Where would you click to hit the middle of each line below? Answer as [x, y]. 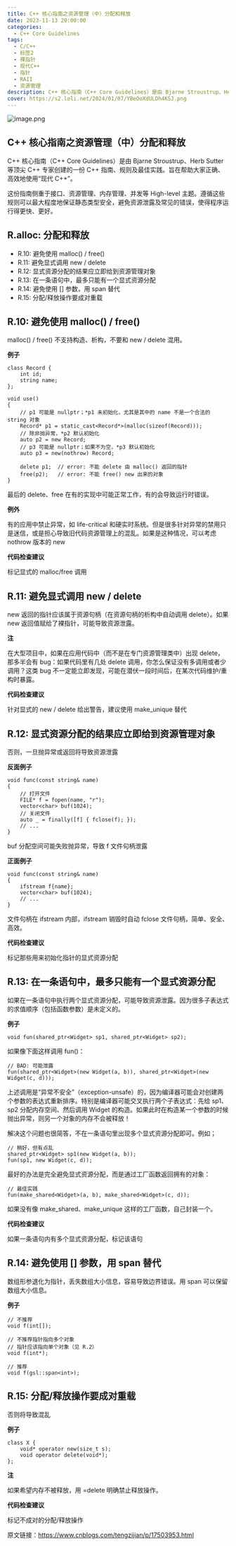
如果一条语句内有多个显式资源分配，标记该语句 [75, 1239]
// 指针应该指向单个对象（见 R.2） [52, 1347]
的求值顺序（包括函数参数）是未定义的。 [66, 1009]
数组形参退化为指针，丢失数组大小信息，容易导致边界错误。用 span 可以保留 [118, 1281]
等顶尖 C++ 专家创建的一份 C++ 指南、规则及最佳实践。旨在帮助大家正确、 [116, 169]
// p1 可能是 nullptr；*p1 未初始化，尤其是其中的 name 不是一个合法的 [115, 413]
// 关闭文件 [35, 814]
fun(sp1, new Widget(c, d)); [50, 1160]
